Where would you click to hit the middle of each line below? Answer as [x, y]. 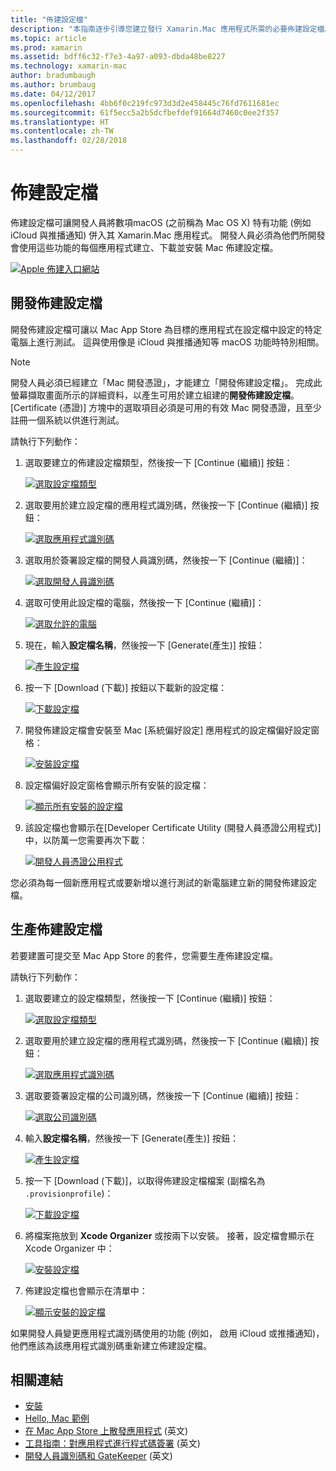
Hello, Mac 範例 [57, 1418]
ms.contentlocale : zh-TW [62, 131]
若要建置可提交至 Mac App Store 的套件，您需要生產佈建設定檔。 [144, 955]
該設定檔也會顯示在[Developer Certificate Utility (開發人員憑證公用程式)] [173, 827]
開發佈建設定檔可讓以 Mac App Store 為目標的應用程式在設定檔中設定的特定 [166, 329]
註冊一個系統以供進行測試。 [67, 420]
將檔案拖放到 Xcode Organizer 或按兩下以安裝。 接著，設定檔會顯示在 [169, 1235]
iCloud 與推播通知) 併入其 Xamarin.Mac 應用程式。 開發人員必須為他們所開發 [168, 235]
